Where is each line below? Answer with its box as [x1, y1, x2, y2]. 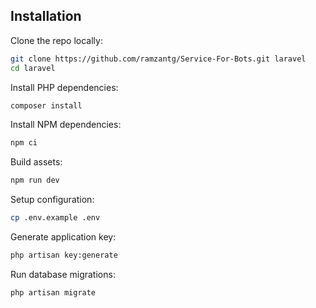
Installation [10, 8, 82, 25]
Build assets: [10, 156, 63, 168]
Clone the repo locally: [10, 34, 103, 46]
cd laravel [10, 63, 56, 73]
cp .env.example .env [10, 213, 101, 223]
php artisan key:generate [10, 250, 118, 261]
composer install [10, 100, 83, 111]
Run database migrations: [10, 268, 116, 280]
